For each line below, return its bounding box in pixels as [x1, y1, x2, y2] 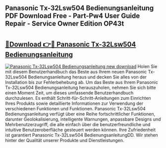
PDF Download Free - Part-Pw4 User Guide [5, 12, 140, 20]
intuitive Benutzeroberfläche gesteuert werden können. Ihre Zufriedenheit [5, 127, 156, 133]
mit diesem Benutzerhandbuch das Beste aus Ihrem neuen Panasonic [5, 69, 147, 74]
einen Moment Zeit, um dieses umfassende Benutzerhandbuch [5, 90, 134, 96]
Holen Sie [137, 64, 158, 69]
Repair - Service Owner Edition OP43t [5, 19, 124, 28]
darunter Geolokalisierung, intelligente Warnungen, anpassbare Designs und [5, 116, 161, 122]
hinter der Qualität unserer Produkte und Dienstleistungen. [5, 138, 124, 143]
